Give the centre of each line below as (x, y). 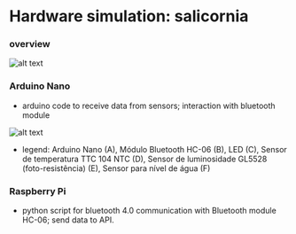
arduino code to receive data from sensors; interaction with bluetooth (149, 105)
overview (30, 44)
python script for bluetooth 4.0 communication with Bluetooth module (149, 211)
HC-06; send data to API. (68, 220)
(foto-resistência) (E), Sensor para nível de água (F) (116, 168)
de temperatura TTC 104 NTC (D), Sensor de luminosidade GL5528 (144, 159)
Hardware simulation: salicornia (129, 16)
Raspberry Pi (38, 191)
